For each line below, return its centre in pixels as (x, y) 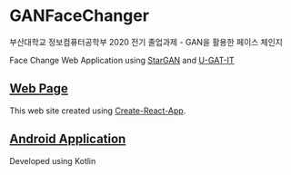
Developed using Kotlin (53, 160)
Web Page (39, 88)
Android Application (68, 139)
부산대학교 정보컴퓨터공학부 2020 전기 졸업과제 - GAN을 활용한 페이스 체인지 (146, 42)
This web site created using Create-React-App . (98, 111)
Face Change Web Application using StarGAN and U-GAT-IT (122, 60)
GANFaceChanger (80, 16)
